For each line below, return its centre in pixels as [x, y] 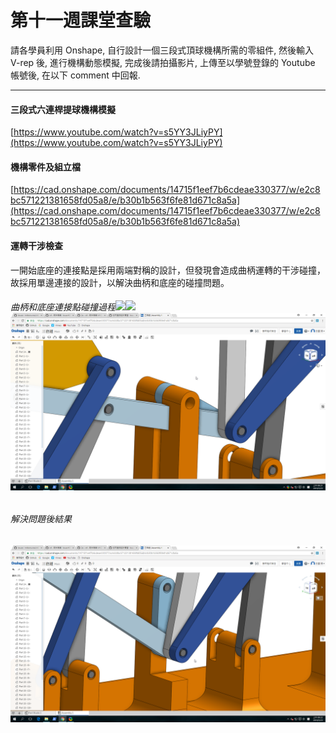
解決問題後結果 [41, 519]
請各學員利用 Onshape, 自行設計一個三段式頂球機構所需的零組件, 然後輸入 [162, 50]
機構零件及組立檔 [45, 167]
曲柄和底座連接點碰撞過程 [63, 307]
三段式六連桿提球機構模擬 [63, 109]
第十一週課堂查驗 [81, 20]
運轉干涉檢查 [36, 245]
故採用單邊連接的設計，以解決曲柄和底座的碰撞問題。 [120, 282]
